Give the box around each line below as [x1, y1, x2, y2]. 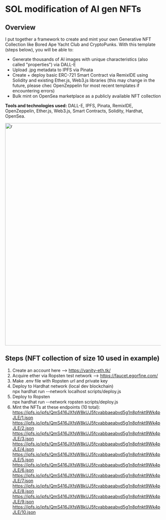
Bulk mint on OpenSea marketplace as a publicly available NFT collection [12, 93, 161, 99]
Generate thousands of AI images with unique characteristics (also [12, 56, 148, 62]
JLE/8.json [12, 488, 34, 494]
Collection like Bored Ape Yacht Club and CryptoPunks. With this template [5, 42, 156, 47]
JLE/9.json [12, 498, 34, 505]
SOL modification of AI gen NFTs [5, 3, 142, 15]
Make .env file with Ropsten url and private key [12, 378, 108, 384]
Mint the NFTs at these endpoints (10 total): [12, 404, 100, 410]
